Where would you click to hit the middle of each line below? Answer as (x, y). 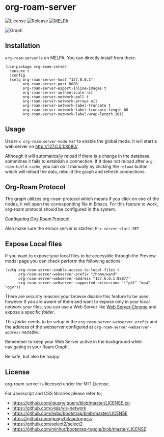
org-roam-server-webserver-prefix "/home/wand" (68, 274)
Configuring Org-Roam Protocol (37, 219)
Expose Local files (34, 244)
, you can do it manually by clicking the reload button (94, 166)
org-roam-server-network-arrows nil (60, 101)
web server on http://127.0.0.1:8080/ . (42, 146)
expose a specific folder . (30, 312)
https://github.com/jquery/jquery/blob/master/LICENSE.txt (71, 403)
